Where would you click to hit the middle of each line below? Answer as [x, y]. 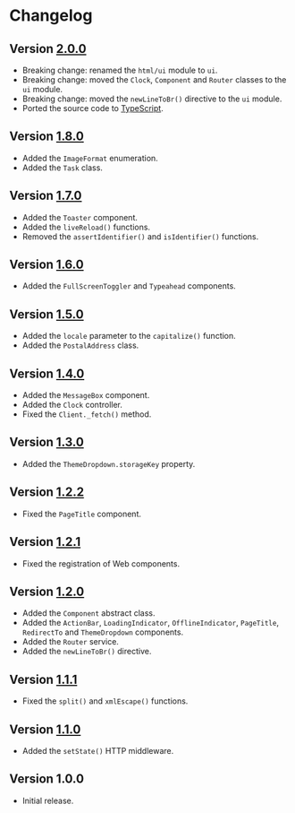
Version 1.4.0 [47, 373]
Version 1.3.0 [47, 442]
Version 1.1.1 [43, 679]
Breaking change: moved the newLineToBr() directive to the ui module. [152, 99]
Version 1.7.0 [46, 196]
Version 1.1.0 [45, 729]
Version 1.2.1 [45, 542]
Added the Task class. [62, 168]
